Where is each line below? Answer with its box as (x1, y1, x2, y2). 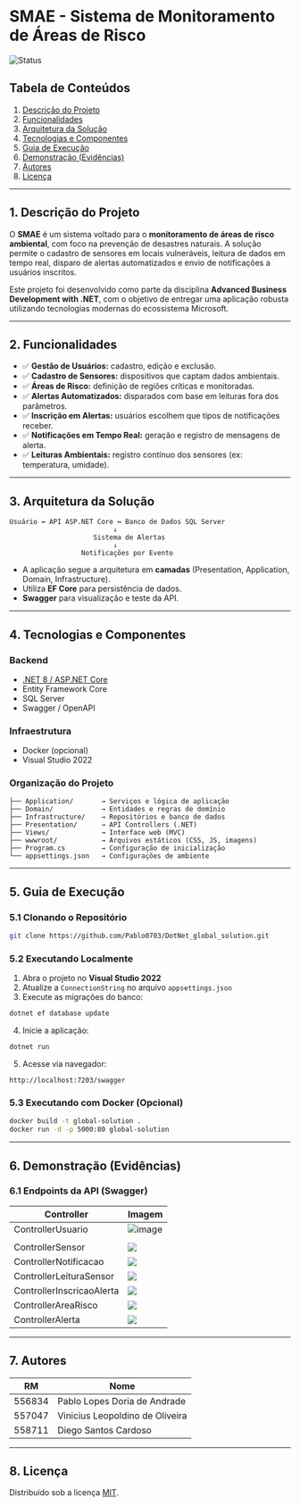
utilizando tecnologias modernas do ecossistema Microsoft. (9, 303, 229, 313)
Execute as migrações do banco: (21, 992, 144, 1003)
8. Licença (9, 1464, 69, 1479)
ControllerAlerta (13, 1313, 80, 1326)
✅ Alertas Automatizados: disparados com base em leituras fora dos (21, 391, 279, 402)
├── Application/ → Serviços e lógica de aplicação (9, 797, 229, 806)
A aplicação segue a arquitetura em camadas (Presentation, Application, (21, 564, 290, 575)
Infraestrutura (9, 725, 72, 737)
